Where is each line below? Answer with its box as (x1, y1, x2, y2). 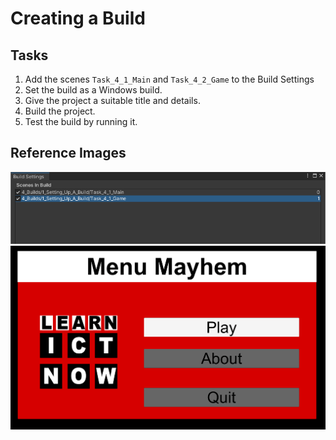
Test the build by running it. (24, 116, 138, 127)
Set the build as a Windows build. (24, 84, 163, 96)
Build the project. (24, 105, 96, 117)
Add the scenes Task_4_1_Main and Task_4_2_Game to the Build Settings (24, 73, 315, 85)
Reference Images (10, 145, 127, 162)
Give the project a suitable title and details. (24, 95, 201, 106)
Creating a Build (10, 7, 146, 30)
